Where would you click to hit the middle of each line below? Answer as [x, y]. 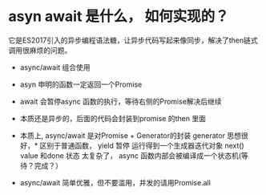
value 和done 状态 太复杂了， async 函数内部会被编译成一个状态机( [131, 155]
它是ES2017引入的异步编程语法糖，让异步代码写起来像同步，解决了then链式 [133, 40]
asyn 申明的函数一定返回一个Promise [81, 84]
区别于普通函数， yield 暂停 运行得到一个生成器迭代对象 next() [142, 145]
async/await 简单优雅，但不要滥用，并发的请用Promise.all [115, 182]
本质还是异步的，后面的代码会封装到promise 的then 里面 [113, 118]
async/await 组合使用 [55, 67]
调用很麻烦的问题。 [40, 50]
